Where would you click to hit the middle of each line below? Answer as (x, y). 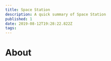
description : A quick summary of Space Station (56, 14)
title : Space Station (28, 10)
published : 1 (19, 19)
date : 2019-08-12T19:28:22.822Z (39, 24)
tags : (11, 28)
